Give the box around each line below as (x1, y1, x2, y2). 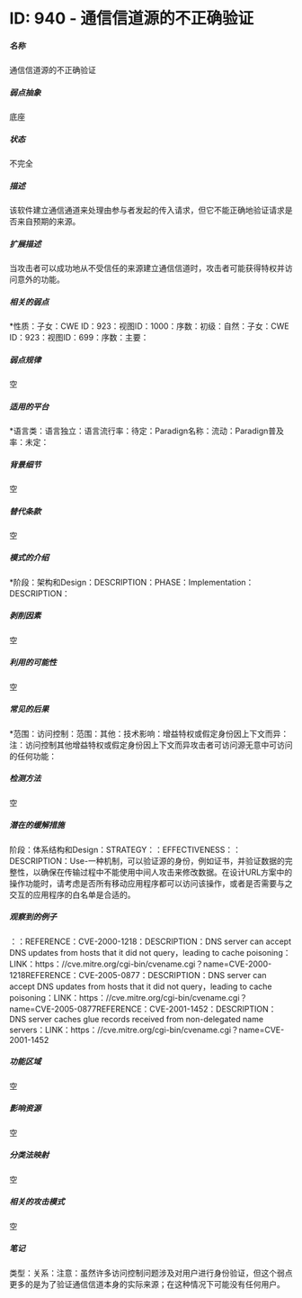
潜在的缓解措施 (9, 820, 65, 831)
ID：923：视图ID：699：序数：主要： (9, 332, 149, 342)
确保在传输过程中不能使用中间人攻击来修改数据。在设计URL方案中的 (40, 867, 293, 877)
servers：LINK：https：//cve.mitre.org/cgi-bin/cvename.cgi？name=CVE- (9, 1024, 285, 1035)
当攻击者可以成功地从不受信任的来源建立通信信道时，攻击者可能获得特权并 (9, 263, 285, 274)
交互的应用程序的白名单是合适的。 (9, 889, 136, 900)
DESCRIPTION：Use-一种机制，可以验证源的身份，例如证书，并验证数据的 (9, 855, 285, 866)
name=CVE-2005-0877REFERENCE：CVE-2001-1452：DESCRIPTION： (9, 1003, 277, 1014)
